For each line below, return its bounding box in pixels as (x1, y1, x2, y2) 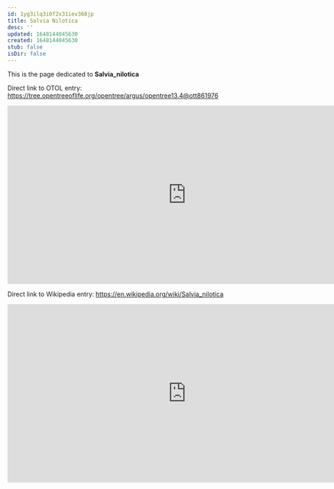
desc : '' (7, 24, 34, 31)
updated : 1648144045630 (7, 30, 79, 38)
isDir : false (7, 51, 46, 58)
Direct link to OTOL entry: (7, 84, 82, 92)
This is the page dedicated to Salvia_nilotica (7, 69, 139, 79)
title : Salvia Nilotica (7, 17, 79, 24)
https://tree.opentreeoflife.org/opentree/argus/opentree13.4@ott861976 (7, 91, 219, 100)
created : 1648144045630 (7, 37, 79, 44)
